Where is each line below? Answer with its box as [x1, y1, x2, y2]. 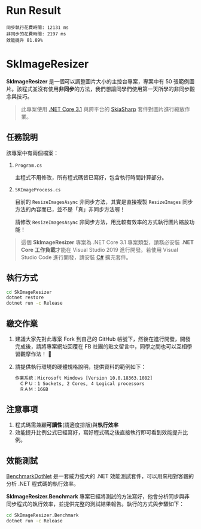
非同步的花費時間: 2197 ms [6, 31, 66, 37]
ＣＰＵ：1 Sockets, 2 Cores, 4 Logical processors [19, 380, 145, 387]
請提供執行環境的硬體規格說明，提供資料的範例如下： [14, 363, 147, 370]
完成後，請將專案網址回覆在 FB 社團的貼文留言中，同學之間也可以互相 [14, 342, 187, 350]
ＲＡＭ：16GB [19, 386, 48, 392]
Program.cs [14, 163, 42, 169]
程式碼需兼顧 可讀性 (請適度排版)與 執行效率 [14, 421, 119, 429]
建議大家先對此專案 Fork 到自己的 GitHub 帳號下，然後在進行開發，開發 [14, 335, 191, 342]
